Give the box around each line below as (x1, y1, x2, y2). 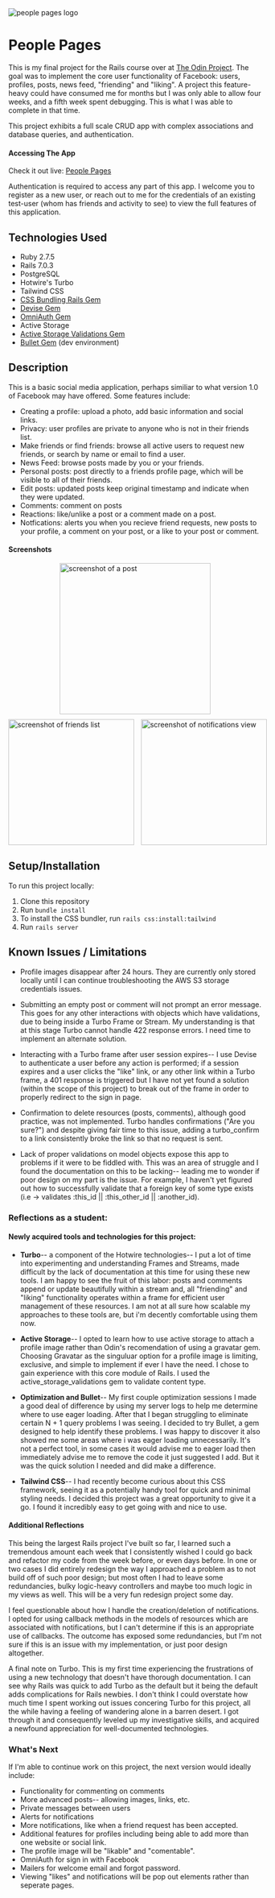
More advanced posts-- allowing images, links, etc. (19, 1795, 191, 1805)
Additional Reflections (8, 1520, 84, 1530)
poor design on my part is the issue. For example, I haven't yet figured (19, 1175, 252, 1184)
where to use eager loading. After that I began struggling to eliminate (19, 1409, 248, 1419)
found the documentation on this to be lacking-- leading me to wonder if (19, 1166, 260, 1175)
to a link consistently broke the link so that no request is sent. (19, 1133, 224, 1143)
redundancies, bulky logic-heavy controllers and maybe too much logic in (8, 1581, 252, 1590)
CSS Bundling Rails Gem (19, 294, 101, 305)
